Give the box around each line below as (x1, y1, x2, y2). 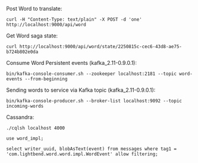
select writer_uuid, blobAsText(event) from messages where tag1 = (6, 146, 177, 152)
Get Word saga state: (6, 32, 58, 39)
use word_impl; (6, 136, 44, 142)
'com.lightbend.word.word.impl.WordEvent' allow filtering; (6, 151, 159, 157)
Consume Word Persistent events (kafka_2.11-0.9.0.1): (6, 59, 137, 66)
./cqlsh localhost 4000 (6, 125, 65, 131)
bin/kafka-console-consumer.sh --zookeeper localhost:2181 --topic (6, 71, 177, 77)
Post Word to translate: (6, 5, 62, 12)
